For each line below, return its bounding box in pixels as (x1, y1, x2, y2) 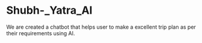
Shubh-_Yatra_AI (6, 4, 93, 17)
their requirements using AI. (6, 29, 75, 36)
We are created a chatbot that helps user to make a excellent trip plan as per (6, 23, 196, 30)
